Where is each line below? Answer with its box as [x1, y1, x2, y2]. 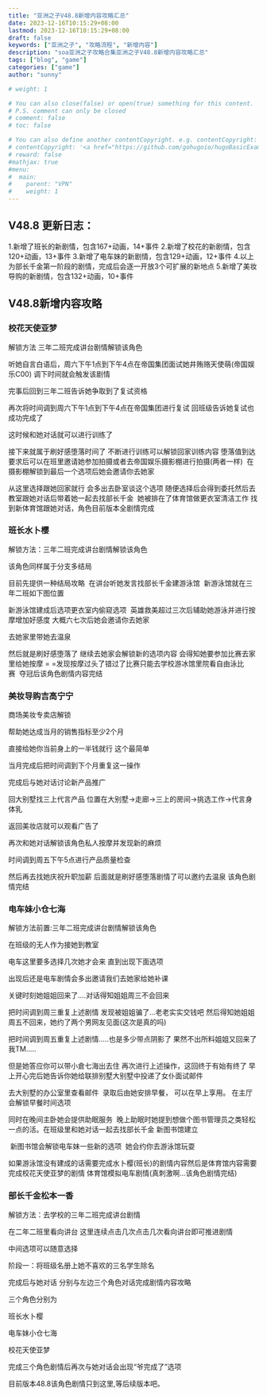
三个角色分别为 [8, 1294, 57, 1304]
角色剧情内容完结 [46, 668, 103, 678]
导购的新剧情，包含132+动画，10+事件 [8, 271, 133, 280]
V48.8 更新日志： [8, 219, 95, 233]
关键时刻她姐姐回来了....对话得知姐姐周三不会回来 [8, 991, 170, 1000]
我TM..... [8, 1044, 37, 1054]
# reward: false [8, 150, 62, 159]
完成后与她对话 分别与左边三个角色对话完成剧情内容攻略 [8, 1277, 192, 1287]
